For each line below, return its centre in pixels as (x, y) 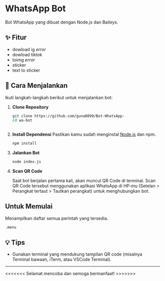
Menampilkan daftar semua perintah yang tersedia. (57, 218)
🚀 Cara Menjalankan (36, 86)
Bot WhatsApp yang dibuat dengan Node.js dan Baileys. (62, 22)
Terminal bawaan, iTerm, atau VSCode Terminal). (62, 259)
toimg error (24, 60)
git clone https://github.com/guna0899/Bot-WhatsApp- (68, 116)
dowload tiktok (27, 54)
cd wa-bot (22, 121)
